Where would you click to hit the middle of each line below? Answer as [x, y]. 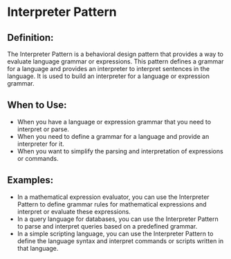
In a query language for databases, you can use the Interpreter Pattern [118, 219]
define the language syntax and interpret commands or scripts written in [120, 241]
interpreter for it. [40, 144]
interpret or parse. [43, 129]
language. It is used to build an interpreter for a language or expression [108, 76]
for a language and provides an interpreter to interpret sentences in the [108, 69]
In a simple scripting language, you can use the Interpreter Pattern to [115, 233]
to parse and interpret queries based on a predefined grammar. [107, 226]
